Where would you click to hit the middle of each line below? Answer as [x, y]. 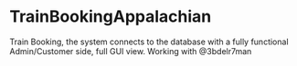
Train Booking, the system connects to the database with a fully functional [149, 42]
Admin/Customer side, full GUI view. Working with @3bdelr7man [131, 51]
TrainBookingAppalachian [111, 17]
